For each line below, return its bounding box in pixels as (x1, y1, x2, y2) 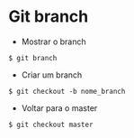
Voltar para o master (21, 102, 98, 114)
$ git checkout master (8, 120, 94, 129)
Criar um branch (21, 69, 83, 80)
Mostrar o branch (21, 36, 86, 47)
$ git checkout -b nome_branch (8, 87, 126, 96)
